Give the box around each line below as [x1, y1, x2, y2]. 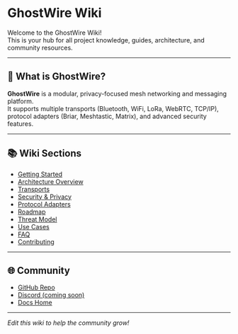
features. [7, 119, 34, 128]
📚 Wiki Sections [7, 147, 82, 160]
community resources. [7, 43, 73, 52]
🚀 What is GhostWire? [7, 71, 106, 83]
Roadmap [17, 207, 46, 216]
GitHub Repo [17, 283, 55, 292]
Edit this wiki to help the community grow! [7, 318, 130, 327]
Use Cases [17, 222, 50, 231]
